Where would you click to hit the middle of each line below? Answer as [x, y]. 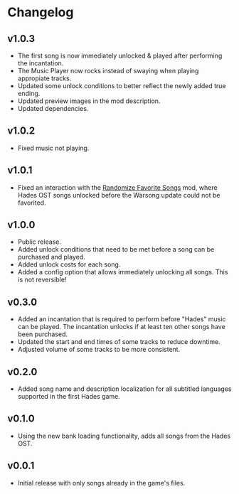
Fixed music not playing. [53, 148]
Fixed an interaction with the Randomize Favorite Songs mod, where [118, 187]
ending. [29, 93]
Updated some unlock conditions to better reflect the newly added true [122, 86]
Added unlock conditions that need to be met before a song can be [116, 249]
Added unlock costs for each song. [69, 264]
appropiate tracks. [44, 78]
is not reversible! [42, 280]
